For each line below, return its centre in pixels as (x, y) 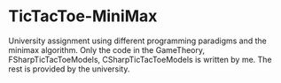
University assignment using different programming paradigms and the (137, 41)
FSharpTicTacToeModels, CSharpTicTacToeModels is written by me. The (140, 59)
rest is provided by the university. (69, 69)
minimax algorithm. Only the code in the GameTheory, (107, 49)
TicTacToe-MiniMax (83, 16)
